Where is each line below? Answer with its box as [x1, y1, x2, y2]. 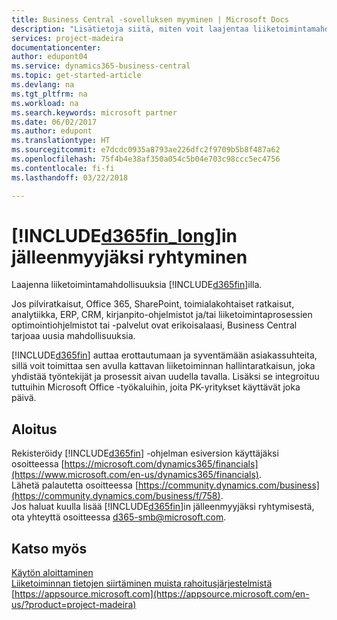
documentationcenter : [11, 42, 102, 53]
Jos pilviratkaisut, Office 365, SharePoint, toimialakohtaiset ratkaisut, [11, 298, 295, 310]
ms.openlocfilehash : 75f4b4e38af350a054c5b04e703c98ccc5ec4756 [11, 154, 281, 164]
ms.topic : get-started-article [11, 71, 142, 81]
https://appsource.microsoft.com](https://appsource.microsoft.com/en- [14, 588, 310, 600]
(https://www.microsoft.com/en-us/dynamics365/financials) [11, 469, 259, 481]
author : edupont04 [11, 52, 88, 62]
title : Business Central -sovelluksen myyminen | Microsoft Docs [11, 14, 289, 25]
